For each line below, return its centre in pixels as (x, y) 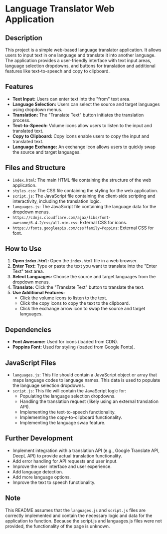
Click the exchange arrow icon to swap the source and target (83, 309)
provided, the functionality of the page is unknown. (58, 526)
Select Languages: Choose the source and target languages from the (84, 277)
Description (24, 38)
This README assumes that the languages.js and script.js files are (76, 510)
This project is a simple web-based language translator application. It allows (83, 50)
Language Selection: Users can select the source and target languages (86, 104)
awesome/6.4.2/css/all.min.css (45, 223)
